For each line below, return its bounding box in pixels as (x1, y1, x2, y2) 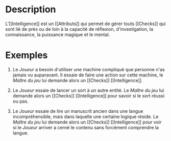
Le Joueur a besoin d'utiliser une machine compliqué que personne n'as (12, 66, 165, 72)
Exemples (5, 50, 48, 61)
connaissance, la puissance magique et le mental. (5, 31, 110, 37)
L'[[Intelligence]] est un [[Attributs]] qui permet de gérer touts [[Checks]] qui (5, 21, 166, 27)
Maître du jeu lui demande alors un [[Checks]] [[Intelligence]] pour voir (12, 119, 162, 125)
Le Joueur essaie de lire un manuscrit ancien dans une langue (12, 108, 143, 114)
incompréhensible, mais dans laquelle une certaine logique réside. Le (12, 113, 159, 119)
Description (5, 4, 56, 15)
